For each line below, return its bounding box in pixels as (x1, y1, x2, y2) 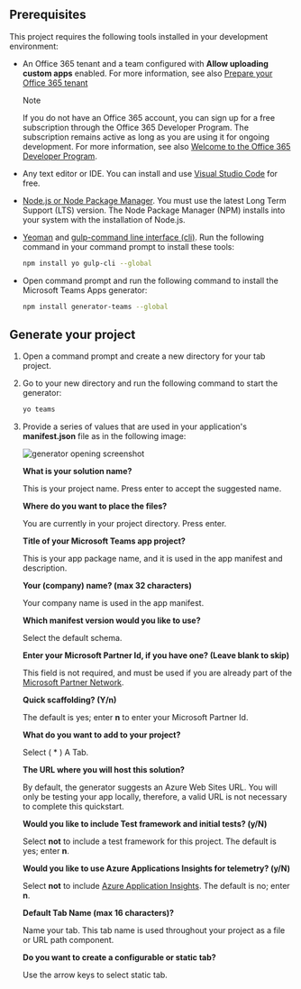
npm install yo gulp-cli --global (22, 259, 152, 268)
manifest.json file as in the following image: (22, 431, 187, 442)
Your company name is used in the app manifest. (22, 598, 205, 609)
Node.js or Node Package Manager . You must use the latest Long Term (22, 195, 287, 206)
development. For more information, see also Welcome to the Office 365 (22, 141, 291, 151)
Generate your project (9, 326, 136, 342)
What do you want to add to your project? (22, 729, 181, 740)
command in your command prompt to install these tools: (22, 241, 234, 252)
